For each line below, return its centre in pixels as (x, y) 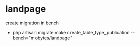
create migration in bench (32, 23)
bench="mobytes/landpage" (42, 38)
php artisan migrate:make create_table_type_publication (71, 32)
